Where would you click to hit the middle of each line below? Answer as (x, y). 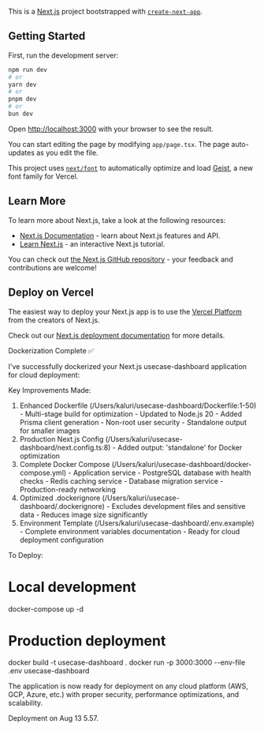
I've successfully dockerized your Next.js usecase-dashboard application (127, 366)
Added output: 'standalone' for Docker (180, 447)
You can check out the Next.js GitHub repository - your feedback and (121, 259)
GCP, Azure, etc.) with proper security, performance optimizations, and (124, 695)
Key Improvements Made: (50, 390)
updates (22, 153)
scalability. (26, 703)
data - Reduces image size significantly (84, 514)
